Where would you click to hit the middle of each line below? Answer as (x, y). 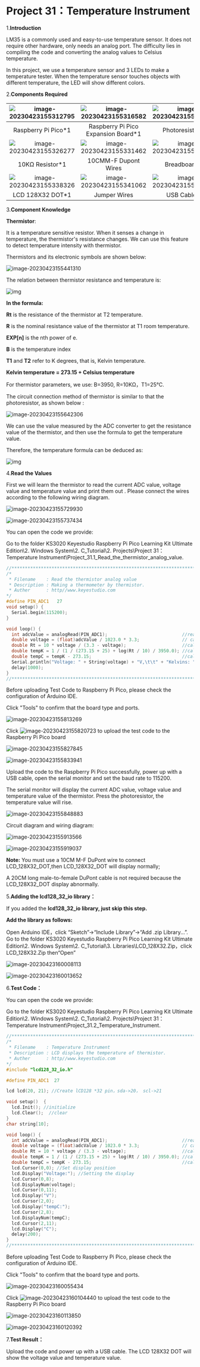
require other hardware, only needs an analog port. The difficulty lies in (93, 46)
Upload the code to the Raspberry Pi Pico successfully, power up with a (94, 772)
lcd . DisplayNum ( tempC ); (41, 1217)
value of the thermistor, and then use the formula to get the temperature (94, 432)
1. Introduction (24, 28)
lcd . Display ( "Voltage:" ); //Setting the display (73, 1173)
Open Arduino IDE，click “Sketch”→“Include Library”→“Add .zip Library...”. (97, 932)
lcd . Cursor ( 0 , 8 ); (33, 1179)
